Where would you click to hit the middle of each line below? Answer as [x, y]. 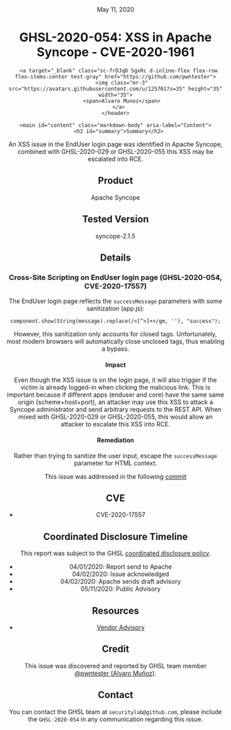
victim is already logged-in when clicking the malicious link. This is [115, 388]
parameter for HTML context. [115, 463]
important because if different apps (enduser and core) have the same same [115, 395]
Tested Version [115, 219]
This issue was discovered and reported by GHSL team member [115, 666]
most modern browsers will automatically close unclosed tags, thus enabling [115, 342]
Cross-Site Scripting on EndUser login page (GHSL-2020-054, [115, 277]
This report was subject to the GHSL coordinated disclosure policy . [115, 553]
